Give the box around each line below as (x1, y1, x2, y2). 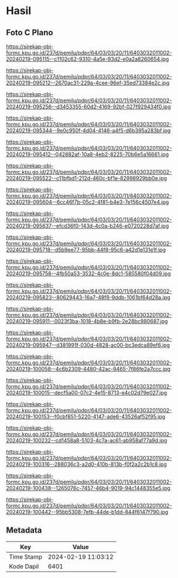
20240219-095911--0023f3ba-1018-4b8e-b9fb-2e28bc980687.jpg (6, 318, 168, 325)
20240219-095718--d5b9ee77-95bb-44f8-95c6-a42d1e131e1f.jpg (6, 246, 166, 253)
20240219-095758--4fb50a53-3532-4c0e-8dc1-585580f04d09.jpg (6, 270, 171, 277)
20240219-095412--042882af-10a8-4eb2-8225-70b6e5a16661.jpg (6, 151, 169, 158)
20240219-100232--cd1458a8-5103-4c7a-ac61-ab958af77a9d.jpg (6, 437, 167, 444)
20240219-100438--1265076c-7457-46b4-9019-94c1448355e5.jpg (6, 485, 171, 491)
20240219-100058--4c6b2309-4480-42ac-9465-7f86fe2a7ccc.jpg (6, 366, 171, 372)
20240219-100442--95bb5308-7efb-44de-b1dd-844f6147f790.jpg (6, 509, 169, 515)
